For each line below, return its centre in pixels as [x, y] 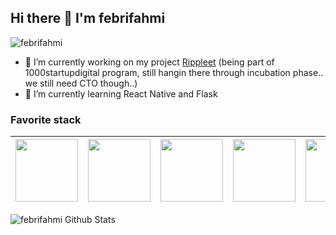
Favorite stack [46, 119]
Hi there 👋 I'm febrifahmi [88, 18]
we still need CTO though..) [81, 83]
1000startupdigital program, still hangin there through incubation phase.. [174, 72]
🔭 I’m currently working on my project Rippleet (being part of [149, 62]
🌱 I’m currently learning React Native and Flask [121, 93]
